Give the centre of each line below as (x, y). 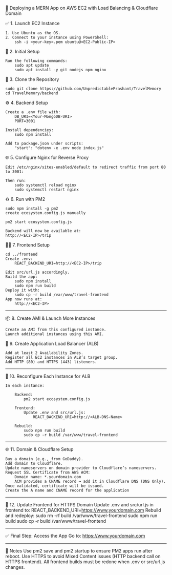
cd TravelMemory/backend (32, 93)
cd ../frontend (21, 254)
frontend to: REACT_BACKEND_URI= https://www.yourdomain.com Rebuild (83, 510)
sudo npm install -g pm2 (32, 209)
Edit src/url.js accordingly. (38, 272)
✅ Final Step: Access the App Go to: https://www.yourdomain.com (75, 536)
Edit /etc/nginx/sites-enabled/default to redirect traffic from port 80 (86, 167)
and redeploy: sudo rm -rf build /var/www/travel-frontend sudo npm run (81, 516)
